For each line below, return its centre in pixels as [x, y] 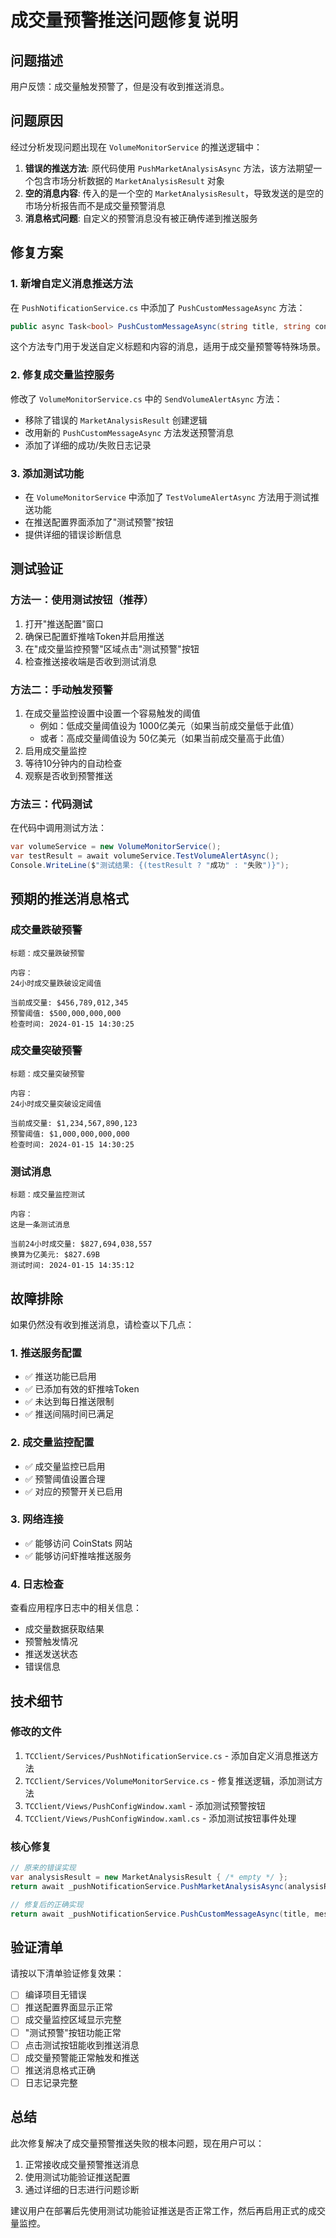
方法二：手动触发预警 [61, 689]
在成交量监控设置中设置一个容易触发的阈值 [112, 713]
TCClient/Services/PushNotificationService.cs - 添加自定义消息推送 [167, 1755]
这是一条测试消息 [40, 1225]
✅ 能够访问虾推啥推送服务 [78, 1555]
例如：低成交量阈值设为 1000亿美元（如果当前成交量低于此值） [169, 725]
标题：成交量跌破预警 [47, 953]
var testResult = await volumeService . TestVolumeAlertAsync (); [145, 856]
